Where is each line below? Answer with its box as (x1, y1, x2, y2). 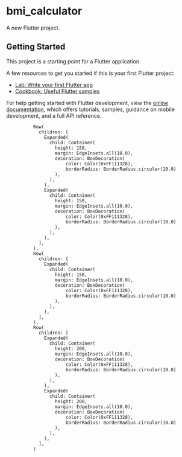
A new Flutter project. (6, 24, 60, 31)
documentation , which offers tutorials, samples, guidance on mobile (6, 106, 175, 113)
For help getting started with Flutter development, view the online (6, 99, 169, 106)
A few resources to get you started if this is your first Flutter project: (6, 69, 175, 77)
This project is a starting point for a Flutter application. (6, 57, 141, 65)
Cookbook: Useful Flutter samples (14, 88, 100, 95)
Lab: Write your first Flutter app (14, 81, 93, 88)
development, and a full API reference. (6, 112, 102, 119)
